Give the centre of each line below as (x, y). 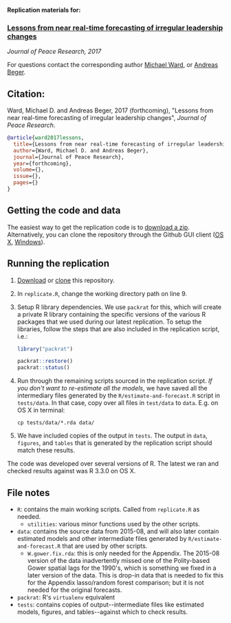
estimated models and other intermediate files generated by (102, 539)
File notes (29, 493)
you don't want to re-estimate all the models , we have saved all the (112, 388)
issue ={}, (27, 176)
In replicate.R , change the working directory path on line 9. (102, 293)
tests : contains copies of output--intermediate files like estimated (110, 605)
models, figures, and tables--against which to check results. (102, 612)
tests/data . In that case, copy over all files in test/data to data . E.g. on (118, 403)
